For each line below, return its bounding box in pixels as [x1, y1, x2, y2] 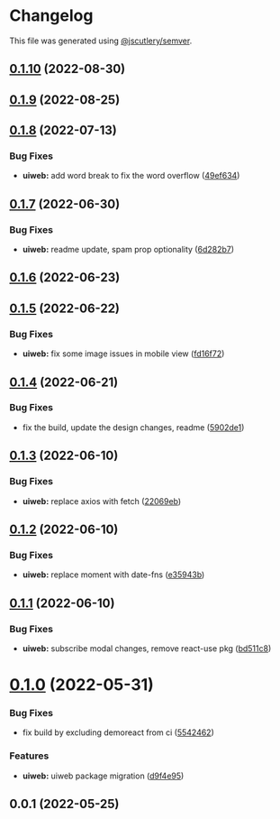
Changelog [9, 5, 94, 26]
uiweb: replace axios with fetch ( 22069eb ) [22, 495, 182, 506]
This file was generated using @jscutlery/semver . [9, 35, 193, 46]
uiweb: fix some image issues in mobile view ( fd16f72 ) [22, 348, 225, 359]
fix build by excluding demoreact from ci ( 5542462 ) [22, 727, 214, 738]
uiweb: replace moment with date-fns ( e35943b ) [22, 569, 205, 580]
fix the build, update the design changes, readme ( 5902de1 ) [22, 421, 245, 433]
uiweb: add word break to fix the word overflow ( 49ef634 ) [22, 170, 240, 181]
